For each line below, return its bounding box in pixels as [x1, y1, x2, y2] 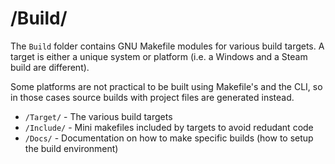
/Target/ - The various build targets [24, 110, 173, 122]
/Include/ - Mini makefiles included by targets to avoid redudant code [24, 121, 314, 133]
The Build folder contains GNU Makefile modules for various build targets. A [10, 40, 325, 52]
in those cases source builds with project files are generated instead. [10, 91, 295, 103]
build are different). [10, 61, 90, 73]
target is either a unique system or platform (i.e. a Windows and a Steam [10, 50, 308, 62]
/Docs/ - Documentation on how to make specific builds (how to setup [24, 132, 314, 144]
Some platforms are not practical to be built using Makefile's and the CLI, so [10, 80, 323, 92]
